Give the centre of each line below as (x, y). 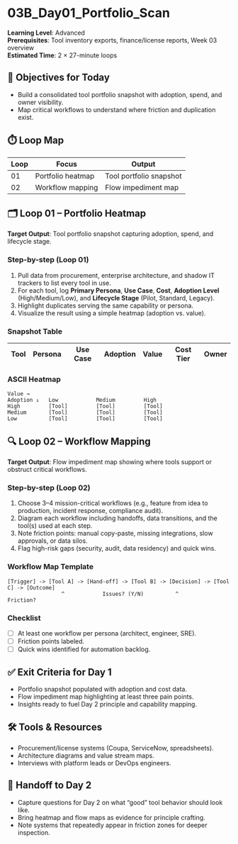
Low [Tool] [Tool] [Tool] (85, 419)
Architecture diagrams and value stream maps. (86, 755)
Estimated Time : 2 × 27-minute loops (62, 55)
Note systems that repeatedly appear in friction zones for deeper (112, 825)
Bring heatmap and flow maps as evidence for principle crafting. (111, 817)
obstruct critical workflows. (47, 470)
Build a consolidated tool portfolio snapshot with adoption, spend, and (120, 94)
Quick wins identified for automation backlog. (84, 649)
